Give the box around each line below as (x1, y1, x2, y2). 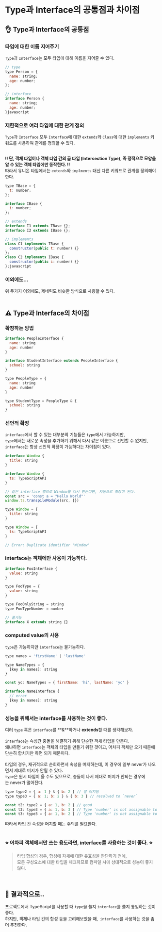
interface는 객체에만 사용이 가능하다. (5, 555, 87, 562)
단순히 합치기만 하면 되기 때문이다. (5, 750, 70, 756)
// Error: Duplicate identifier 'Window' (5, 542, 90, 548)
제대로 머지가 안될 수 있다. (14, 767, 64, 773)
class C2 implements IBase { (5, 255, 64, 260)
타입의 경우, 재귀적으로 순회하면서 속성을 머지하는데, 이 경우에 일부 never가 (5, 761, 147, 767)
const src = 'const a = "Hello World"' (5, 494, 86, 499)
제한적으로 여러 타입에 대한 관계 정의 (5, 122, 84, 129)
